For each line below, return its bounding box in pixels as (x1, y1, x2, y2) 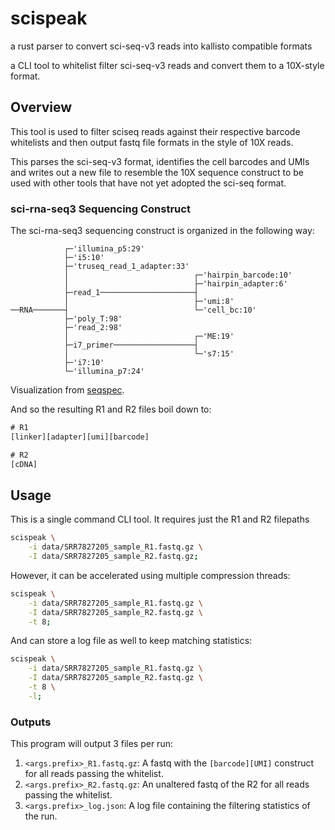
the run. (24, 810, 58, 822)
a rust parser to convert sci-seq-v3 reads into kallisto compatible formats (10, 40, 313, 52)
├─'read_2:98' (63, 323, 123, 333)
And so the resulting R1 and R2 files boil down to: (10, 403, 212, 416)
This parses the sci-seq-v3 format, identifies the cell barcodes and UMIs (10, 155, 310, 167)
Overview (10, 99, 73, 116)
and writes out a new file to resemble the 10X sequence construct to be (10, 166, 304, 178)
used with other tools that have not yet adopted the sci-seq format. (10, 177, 287, 189)
